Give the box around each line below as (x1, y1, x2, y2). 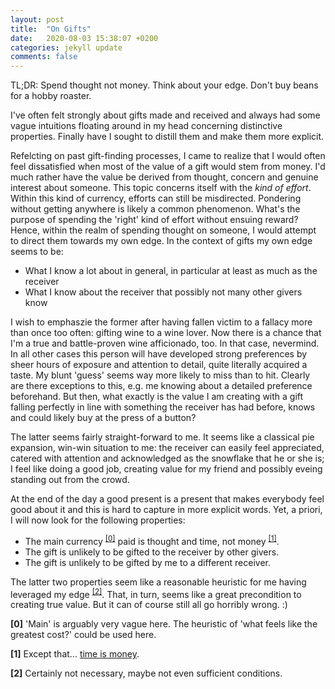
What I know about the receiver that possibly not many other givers (24, 286, 303, 298)
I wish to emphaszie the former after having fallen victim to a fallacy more (10, 316, 313, 328)
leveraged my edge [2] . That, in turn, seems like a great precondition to (10, 586, 302, 600)
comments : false (10, 52, 78, 62)
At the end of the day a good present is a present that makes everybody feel (10, 493, 325, 505)
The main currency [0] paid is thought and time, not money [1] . (24, 534, 280, 547)
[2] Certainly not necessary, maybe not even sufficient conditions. (10, 667, 283, 680)
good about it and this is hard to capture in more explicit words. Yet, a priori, (10, 504, 323, 516)
